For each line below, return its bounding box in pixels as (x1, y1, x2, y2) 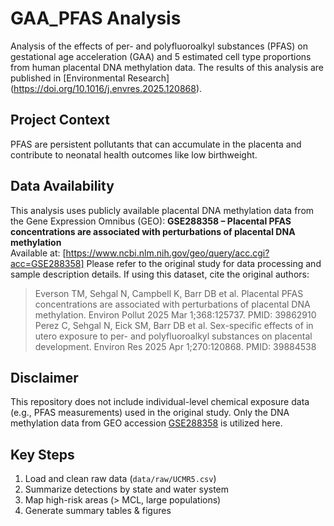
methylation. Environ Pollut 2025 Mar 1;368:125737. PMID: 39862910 (34, 308, 317, 321)
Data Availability (10, 178, 115, 195)
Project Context (10, 112, 110, 129)
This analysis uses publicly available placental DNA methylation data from (10, 204, 315, 216)
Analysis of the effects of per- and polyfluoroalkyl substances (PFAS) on (10, 40, 308, 52)
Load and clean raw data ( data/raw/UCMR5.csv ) (24, 473, 217, 485)
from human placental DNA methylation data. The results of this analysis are (10, 61, 325, 73)
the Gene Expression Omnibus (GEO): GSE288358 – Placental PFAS (10, 215, 292, 227)
